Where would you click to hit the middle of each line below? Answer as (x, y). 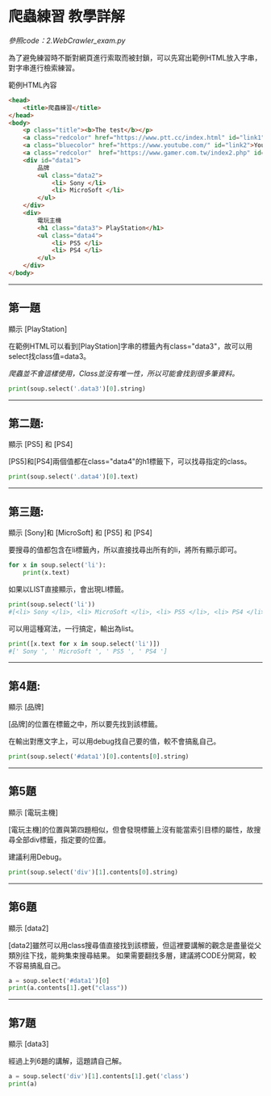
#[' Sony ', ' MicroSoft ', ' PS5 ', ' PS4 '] (88, 651)
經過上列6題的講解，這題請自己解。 (67, 1061)
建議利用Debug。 (37, 857)
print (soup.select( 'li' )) (52, 604)
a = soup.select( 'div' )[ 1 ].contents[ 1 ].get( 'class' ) (99, 1077)
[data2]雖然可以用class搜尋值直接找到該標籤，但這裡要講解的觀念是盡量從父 (135, 945)
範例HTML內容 (33, 85)
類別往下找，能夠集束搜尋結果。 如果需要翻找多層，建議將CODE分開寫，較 (132, 955)
